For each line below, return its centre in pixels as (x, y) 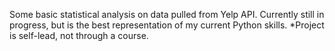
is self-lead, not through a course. (79, 35)
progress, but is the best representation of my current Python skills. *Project (167, 25)
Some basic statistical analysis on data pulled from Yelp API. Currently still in (167, 14)
